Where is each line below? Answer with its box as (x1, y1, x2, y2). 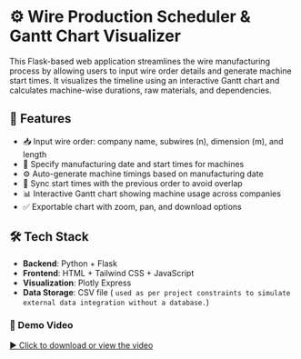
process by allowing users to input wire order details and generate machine (9, 65, 293, 76)
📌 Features (9, 111, 72, 126)
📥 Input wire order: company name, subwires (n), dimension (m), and (22, 135, 284, 146)
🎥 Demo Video (9, 319, 74, 332)
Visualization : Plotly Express (22, 277, 132, 288)
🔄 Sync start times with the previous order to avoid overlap (22, 177, 243, 188)
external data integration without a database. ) (22, 296, 210, 307)
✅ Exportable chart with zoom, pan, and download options (22, 201, 243, 212)
